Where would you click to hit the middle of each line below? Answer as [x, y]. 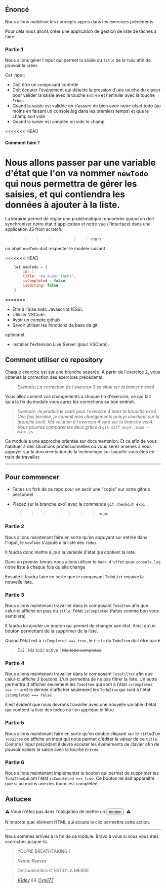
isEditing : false [41, 286]
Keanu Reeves [32, 861]
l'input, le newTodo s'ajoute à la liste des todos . [51, 543]
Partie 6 [15, 762]
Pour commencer [32, 477]
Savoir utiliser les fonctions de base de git [55, 325]
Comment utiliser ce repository [54, 360]
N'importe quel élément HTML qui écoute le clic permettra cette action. [78, 822]
